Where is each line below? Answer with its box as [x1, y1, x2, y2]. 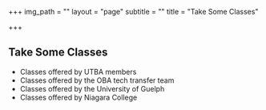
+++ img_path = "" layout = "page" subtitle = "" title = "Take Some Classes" [8, 7, 259, 16]
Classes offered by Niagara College [19, 92, 138, 102]
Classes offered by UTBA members [19, 67, 137, 76]
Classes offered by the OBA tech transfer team [19, 75, 175, 85]
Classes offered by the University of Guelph [19, 84, 165, 93]
